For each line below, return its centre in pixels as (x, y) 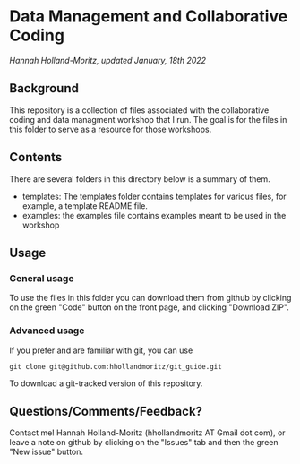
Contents (36, 157)
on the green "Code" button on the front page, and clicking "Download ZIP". (149, 307)
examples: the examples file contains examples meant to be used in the (154, 215)
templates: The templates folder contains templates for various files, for (154, 196)
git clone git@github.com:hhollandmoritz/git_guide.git (116, 366)
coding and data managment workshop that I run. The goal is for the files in (148, 119)
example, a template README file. (85, 206)
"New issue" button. (46, 452)
